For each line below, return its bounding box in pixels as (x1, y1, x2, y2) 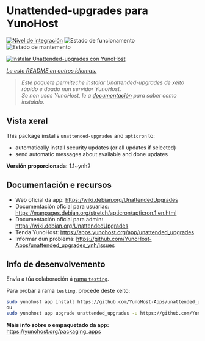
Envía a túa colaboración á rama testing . (6, 275, 109, 282)
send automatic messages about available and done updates (15, 150, 168, 157)
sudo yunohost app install (6, 299, 75, 305)
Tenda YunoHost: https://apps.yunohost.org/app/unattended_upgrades (15, 228, 194, 235)
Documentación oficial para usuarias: (15, 203, 109, 210)
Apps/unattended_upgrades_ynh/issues (15, 242, 115, 249)
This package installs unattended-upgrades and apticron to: (6, 132, 156, 139)
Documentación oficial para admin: (15, 215, 104, 223)
